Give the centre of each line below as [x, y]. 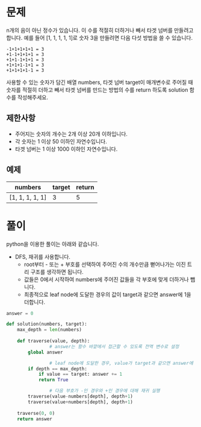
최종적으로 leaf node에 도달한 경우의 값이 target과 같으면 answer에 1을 [107, 294]
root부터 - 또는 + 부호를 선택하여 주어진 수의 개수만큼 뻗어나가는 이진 [105, 264]
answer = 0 [20, 313]
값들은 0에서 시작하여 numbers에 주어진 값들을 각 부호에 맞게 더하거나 [106, 279]
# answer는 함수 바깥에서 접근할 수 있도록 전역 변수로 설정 [114, 346]
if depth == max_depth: [57, 368]
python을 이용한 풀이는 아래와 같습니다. [53, 244]
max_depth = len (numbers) [50, 330]
